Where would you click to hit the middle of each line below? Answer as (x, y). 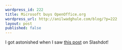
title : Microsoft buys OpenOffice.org (45, 14)
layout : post (19, 24)
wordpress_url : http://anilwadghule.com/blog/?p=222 (61, 19)
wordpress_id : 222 (24, 10)
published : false (23, 28)
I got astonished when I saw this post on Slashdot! (57, 42)
